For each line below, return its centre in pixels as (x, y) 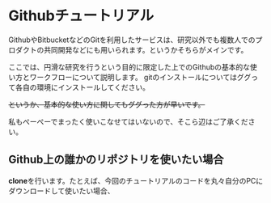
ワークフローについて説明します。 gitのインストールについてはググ (140, 77)
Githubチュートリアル (81, 16)
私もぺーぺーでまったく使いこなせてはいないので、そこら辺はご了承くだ (128, 121)
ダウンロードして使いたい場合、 (61, 191)
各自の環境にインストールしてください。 (82, 87)
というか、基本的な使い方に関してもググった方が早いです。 (107, 104)
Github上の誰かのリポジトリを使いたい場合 (116, 160)
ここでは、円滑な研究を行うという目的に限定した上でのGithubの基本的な (129, 67)
